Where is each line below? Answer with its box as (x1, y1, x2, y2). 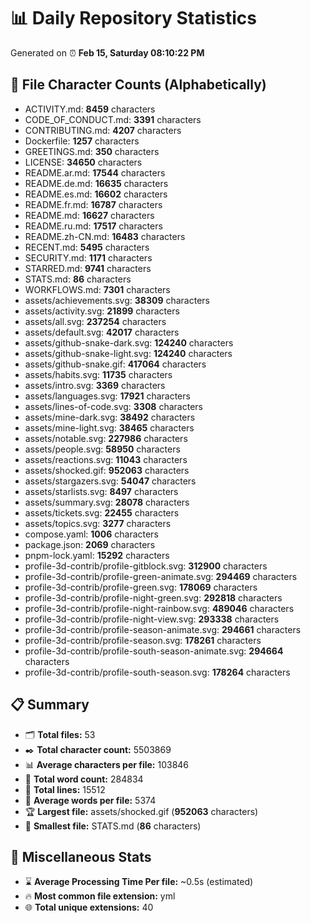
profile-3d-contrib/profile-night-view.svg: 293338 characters (24, 613, 280, 625)
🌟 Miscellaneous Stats (10, 848, 152, 865)
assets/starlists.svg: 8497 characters (24, 485, 179, 497)
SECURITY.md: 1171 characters (24, 251, 153, 264)
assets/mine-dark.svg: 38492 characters (24, 411, 196, 423)
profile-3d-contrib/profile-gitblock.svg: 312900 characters (24, 560, 268, 572)
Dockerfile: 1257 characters (24, 135, 140, 147)
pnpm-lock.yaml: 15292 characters (24, 549, 170, 561)
